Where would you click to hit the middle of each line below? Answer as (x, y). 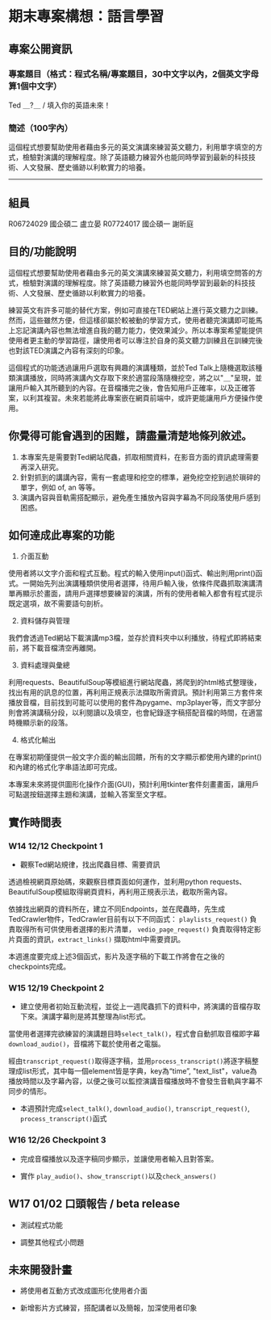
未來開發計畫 (40, 1270)
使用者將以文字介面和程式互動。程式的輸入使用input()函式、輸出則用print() (132, 574)
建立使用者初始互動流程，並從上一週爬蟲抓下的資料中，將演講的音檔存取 (140, 1007)
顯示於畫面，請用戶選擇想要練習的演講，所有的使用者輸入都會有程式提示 (142, 594)
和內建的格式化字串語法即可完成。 (65, 767)
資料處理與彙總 (45, 665)
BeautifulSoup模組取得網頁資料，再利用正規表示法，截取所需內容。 (120, 892)
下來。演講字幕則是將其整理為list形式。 (85, 1017)
